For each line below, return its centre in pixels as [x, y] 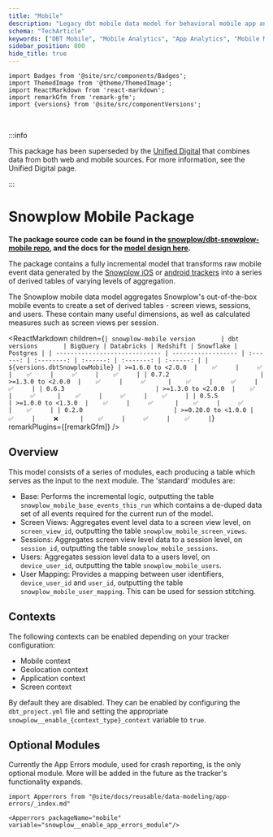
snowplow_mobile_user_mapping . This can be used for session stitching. [138, 591]
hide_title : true [38, 54]
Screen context [45, 687]
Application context [53, 678]
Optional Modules [54, 745]
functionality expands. [45, 782]
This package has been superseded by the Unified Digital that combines [129, 151]
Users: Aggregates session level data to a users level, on [115, 557]
